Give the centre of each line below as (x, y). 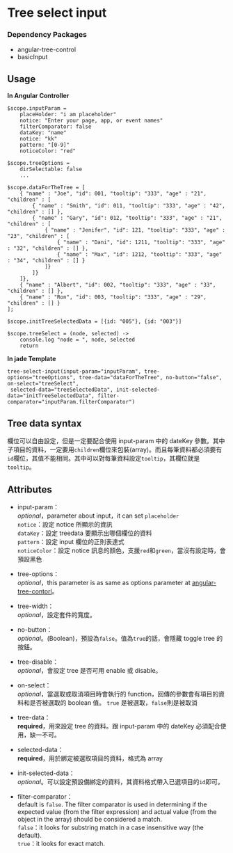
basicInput (32, 57)
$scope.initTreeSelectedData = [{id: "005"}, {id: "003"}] (95, 321)
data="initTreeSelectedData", (51, 396)
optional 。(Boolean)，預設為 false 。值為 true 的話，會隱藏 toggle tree (116, 638)
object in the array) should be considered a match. (90, 819)
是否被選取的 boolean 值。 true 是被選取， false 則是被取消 (114, 702)
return (29, 346)
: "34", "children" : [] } (46, 261)
